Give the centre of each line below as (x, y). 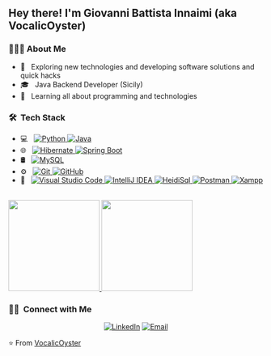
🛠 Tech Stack (37, 117)
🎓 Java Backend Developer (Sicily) (81, 84)
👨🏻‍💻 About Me (37, 49)
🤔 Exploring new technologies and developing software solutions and (137, 66)
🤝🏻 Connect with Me (50, 309)
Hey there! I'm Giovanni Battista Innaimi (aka (123, 13)
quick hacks (40, 75)
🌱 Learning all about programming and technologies (108, 95)
